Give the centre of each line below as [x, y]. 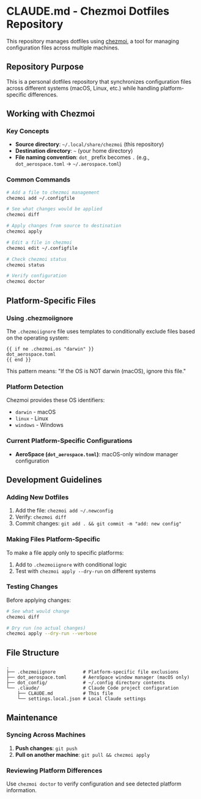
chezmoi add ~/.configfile [41, 198]
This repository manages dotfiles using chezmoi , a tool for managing [93, 41]
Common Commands [38, 180]
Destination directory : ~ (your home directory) [74, 151]
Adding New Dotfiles [38, 497]
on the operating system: [38, 338]
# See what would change [38, 611]
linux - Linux [32, 418]
